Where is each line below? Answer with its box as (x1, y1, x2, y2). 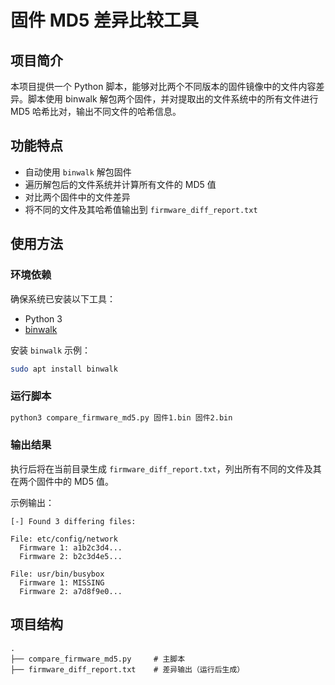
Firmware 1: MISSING (19, 577, 105, 588)
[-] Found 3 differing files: (10, 516, 137, 526)
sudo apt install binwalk (10, 364, 118, 374)
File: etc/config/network (10, 534, 118, 544)
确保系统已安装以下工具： (10, 292, 116, 305)
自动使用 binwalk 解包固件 (24, 166, 132, 178)
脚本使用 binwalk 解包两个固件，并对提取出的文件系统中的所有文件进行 (27, 93, 319, 105)
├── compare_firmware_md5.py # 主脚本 (10, 654, 186, 664)
